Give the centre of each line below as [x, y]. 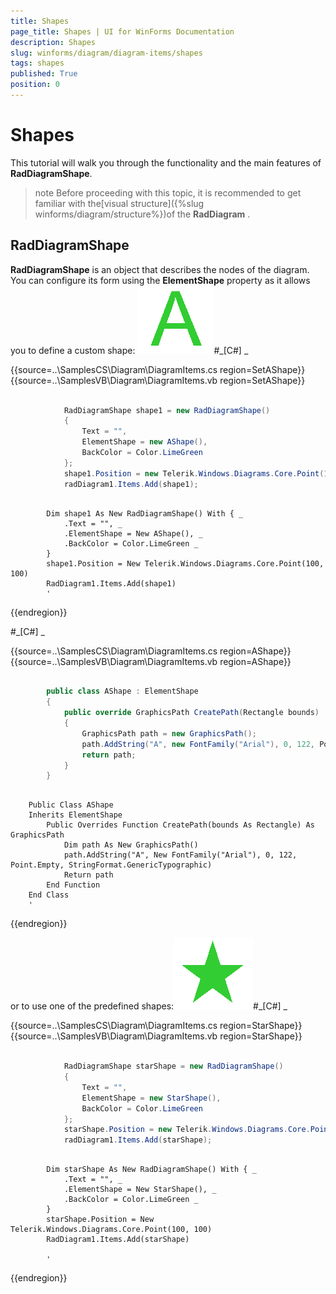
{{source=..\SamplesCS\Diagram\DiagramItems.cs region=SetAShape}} [158, 369]
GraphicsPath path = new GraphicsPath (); [169, 733]
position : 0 [35, 85]
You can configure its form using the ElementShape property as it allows [160, 280]
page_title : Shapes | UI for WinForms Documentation [122, 31]
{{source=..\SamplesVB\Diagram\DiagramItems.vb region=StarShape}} [156, 1036]
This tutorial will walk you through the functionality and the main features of [166, 162]
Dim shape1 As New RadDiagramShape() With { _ [145, 513]
